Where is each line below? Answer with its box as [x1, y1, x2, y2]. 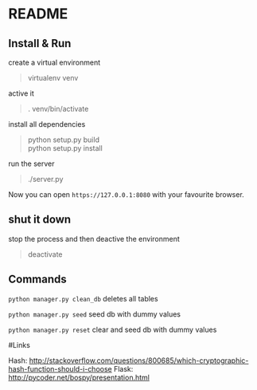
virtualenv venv [27, 73, 79, 82]
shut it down [8, 213, 72, 227]
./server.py [27, 175, 64, 183]
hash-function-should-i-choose [8, 364, 113, 373]
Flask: [114, 364, 134, 373]
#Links [8, 340, 30, 349]
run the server [8, 159, 55, 168]
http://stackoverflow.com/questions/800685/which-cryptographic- [29, 356, 249, 365]
